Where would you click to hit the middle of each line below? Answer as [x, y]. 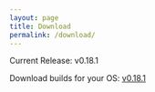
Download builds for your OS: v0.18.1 [78, 78]
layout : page [34, 18]
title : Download [40, 26]
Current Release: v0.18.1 [54, 61]
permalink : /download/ [52, 35]
